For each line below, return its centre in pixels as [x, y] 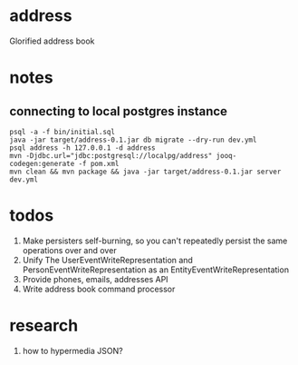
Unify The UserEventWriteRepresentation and [107, 260]
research [44, 326]
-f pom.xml [99, 163]
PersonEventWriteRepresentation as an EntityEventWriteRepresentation [156, 270]
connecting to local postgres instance [119, 111]
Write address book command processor [99, 289]
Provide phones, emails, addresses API [96, 279]
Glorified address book [52, 41]
